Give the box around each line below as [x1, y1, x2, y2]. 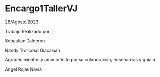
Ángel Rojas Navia [5, 66, 42, 72]
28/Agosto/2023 [5, 19, 39, 25]
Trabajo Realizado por [5, 28, 50, 34]
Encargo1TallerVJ [5, 3, 78, 14]
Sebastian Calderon [5, 38, 45, 44]
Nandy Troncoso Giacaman [5, 47, 60, 53]
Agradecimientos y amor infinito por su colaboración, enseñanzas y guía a [5, 57, 156, 62]
